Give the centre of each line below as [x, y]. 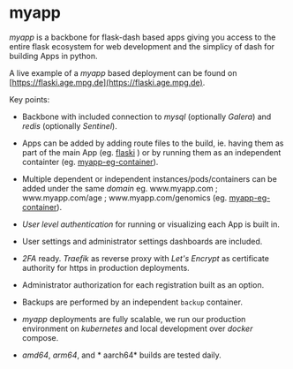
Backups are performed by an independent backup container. [132, 302]
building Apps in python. [54, 56]
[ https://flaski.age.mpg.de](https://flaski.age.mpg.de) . [107, 82]
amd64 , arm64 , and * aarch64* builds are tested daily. [122, 355]
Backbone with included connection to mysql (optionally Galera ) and [146, 117]
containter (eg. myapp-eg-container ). [90, 162]
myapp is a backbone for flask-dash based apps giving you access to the [143, 37]
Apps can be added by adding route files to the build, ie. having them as [153, 143]
